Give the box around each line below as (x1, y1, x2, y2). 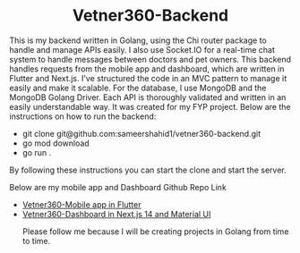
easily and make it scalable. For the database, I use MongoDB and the (9, 82, 267, 93)
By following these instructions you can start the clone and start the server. (9, 164, 287, 175)
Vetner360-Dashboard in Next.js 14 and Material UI (21, 208, 211, 219)
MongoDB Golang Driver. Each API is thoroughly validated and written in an (9, 91, 287, 103)
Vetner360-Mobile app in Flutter (21, 198, 141, 210)
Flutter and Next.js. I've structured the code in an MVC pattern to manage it (9, 72, 287, 83)
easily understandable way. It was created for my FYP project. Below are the (9, 101, 291, 112)
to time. (21, 235, 51, 246)
